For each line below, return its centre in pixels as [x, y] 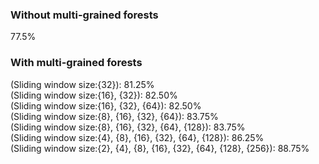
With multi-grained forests [76, 63]
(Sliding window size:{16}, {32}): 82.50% [94, 95]
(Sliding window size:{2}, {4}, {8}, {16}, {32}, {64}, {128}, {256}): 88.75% [160, 148]
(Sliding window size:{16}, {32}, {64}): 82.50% [106, 105]
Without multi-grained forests [84, 15]
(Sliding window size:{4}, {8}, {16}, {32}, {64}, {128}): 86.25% [137, 137]
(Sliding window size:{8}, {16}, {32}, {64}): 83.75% [114, 116]
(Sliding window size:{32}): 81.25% [82, 84]
